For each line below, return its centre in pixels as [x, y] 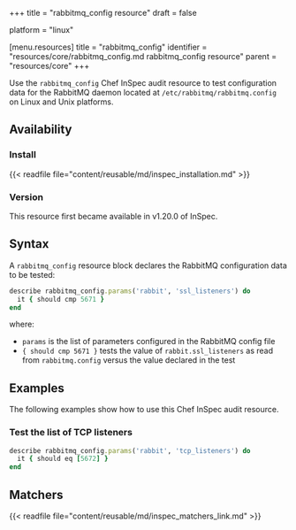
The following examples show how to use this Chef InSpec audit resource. [144, 410]
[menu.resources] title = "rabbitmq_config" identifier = [108, 47]
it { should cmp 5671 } [61, 299]
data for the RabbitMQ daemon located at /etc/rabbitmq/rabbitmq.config [143, 92]
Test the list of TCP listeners [71, 433]
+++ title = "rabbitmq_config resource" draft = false [103, 13]
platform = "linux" [42, 30]
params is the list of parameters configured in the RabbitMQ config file [148, 342]
